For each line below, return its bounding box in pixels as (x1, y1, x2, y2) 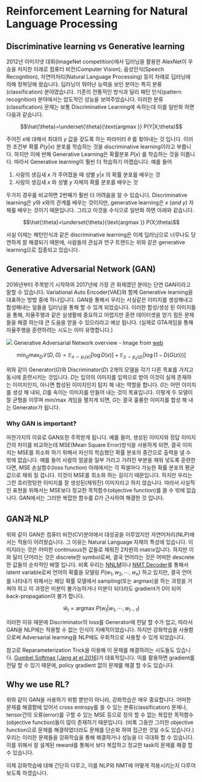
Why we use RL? (6, 679, 69, 690)
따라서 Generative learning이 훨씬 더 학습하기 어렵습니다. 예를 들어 (14, 158, 172, 165)
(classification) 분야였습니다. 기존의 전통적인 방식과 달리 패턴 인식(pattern (6, 88, 182, 95)
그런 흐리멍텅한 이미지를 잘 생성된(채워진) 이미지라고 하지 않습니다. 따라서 (6, 479, 179, 486)
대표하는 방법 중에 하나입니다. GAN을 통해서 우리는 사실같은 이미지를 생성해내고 (6, 296, 193, 303)
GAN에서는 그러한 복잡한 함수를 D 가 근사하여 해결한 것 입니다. (19, 494, 165, 501)
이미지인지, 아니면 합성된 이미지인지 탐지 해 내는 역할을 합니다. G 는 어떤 (12, 381, 181, 388)
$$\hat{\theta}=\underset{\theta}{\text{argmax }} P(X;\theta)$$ (23, 219, 180, 226)
